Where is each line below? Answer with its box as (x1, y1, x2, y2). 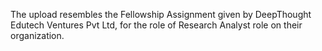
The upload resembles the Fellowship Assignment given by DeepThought (10, 9, 312, 20)
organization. (10, 30, 65, 41)
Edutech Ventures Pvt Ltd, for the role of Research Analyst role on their (10, 19, 303, 31)
